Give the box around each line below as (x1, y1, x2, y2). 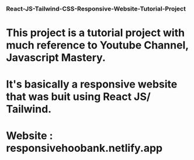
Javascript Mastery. (6, 51, 106, 64)
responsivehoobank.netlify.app (6, 142, 162, 155)
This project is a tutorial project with (6, 26, 185, 40)
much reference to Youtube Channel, (6, 39, 189, 52)
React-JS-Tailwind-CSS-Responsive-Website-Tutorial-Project (6, 5, 186, 13)
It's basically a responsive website (6, 78, 178, 91)
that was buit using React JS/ (6, 90, 151, 103)
